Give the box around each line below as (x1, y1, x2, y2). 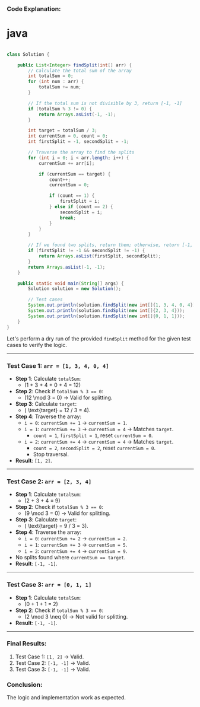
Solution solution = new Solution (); (28, 286, 121, 292)
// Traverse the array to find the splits (28, 149, 135, 155)
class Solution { (7, 51, 50, 58)
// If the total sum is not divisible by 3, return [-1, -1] (28, 100, 183, 106)
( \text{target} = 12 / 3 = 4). (24, 406, 91, 413)
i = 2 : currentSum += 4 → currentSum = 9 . (24, 547, 128, 555)
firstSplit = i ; (59, 198, 100, 205)
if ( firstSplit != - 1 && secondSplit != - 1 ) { (28, 248, 145, 254)
